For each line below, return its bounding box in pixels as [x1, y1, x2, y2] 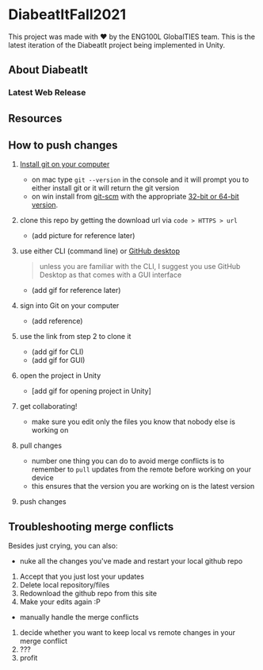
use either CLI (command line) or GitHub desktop [19, 246, 181, 256]
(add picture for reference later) [31, 231, 135, 241]
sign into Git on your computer [19, 301, 120, 310]
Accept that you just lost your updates [19, 572, 145, 581]
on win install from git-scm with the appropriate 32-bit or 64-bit [31, 192, 239, 202]
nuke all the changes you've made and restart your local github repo [19, 556, 243, 566]
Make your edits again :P [19, 597, 101, 606]
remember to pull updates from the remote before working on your [31, 464, 252, 474]
